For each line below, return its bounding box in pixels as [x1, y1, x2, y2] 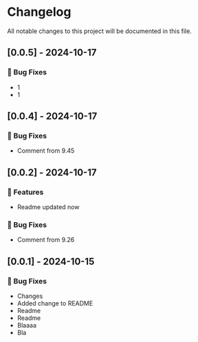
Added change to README [16, 299, 93, 307]
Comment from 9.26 [16, 235, 75, 244]
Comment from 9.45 [16, 147, 75, 155]
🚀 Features [7, 187, 44, 197]
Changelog [7, 4, 71, 20]
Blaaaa [16, 321, 36, 329]
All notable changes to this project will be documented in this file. [7, 27, 192, 35]
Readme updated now [16, 203, 80, 211]
